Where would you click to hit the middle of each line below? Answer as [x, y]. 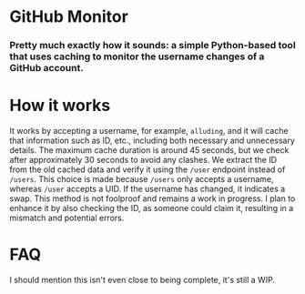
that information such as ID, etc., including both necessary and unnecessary [152, 141]
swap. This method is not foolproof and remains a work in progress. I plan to [152, 198]
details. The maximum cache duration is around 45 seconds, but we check [149, 150]
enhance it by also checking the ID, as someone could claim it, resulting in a [152, 208]
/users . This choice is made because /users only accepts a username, [142, 179]
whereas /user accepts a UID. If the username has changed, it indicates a [147, 189]
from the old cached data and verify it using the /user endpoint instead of [147, 169]
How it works [60, 106]
